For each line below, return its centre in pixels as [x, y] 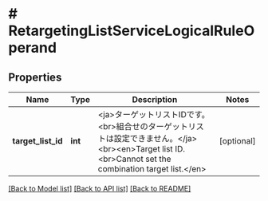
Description [155, 99]
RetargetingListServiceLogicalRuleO [132, 31]
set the [158, 159]
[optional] [237, 141]
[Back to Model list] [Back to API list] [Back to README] [100, 189]
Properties [35, 77]
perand [33, 48]
